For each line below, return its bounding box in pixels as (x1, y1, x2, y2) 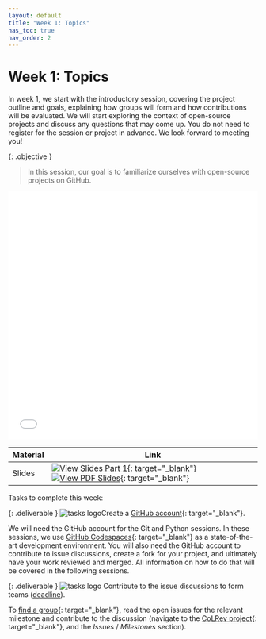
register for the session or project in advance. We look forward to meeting (8, 128, 249, 137)
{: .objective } (8, 152, 53, 161)
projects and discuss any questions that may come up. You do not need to (8, 120, 251, 129)
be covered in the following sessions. (8, 566, 130, 575)
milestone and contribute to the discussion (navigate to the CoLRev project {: (8, 614, 257, 623)
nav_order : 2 (8, 33, 51, 42)
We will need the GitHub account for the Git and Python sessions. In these (8, 524, 249, 533)
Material (12, 449, 44, 460)
